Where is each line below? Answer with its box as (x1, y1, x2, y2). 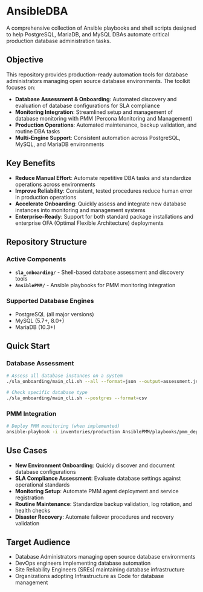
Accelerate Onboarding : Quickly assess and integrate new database (14, 200, 187, 207)
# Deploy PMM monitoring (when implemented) (6, 423, 120, 430)
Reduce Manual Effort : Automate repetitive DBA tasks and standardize (14, 174, 192, 181)
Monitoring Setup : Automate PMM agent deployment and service (14, 487, 179, 494)
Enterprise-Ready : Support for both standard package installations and (14, 213, 194, 220)
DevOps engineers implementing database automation (14, 559, 151, 567)
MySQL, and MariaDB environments (14, 141, 105, 148)
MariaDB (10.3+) (14, 323, 56, 331)
